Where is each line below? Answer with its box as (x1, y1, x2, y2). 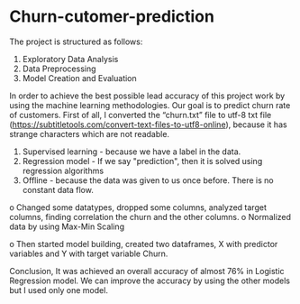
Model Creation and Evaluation (22, 72, 137, 83)
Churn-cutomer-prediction (9, 6, 214, 27)
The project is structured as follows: (9, 36, 143, 47)
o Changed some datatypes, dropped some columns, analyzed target (9, 201, 268, 213)
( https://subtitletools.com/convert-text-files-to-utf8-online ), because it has (9, 119, 287, 130)
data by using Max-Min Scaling (9, 221, 124, 232)
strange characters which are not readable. (9, 128, 169, 139)
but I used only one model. (9, 284, 108, 295)
